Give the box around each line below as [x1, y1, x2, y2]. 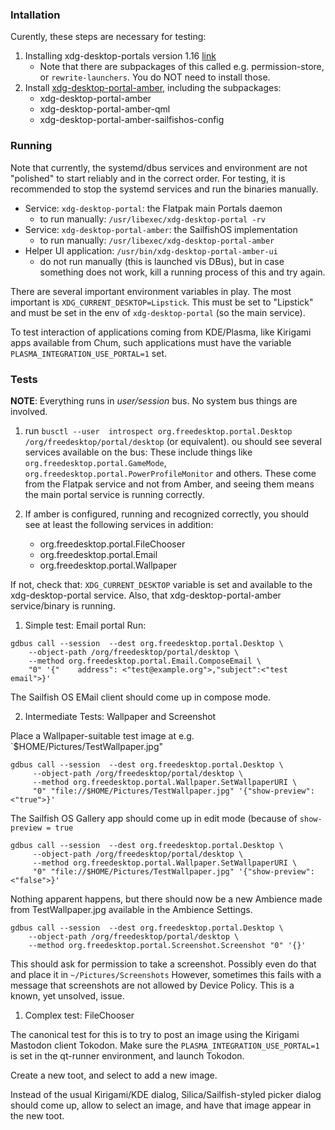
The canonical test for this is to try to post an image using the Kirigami [10, 1028, 300, 1040]
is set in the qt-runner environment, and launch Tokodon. [10, 1049, 245, 1062]
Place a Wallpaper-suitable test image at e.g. [10, 729, 195, 742]
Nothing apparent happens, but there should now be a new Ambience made [10, 893, 323, 905]
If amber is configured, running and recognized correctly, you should [24, 508, 310, 520]
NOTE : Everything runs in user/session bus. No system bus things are [10, 394, 298, 407]
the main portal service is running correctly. [24, 488, 205, 500]
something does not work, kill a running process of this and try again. [39, 266, 326, 278]
